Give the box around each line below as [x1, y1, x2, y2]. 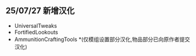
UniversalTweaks [14, 22, 58, 29]
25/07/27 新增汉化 [5, 5, 75, 16]
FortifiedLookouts [14, 28, 58, 36]
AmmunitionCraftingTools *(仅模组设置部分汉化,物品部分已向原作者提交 [14, 36, 191, 43]
